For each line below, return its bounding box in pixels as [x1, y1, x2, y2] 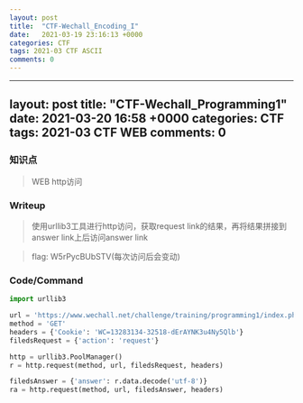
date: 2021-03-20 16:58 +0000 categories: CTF [9, 111, 284, 126]
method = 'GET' [9, 319, 67, 329]
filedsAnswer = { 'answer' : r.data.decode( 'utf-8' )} [9, 377, 207, 386]
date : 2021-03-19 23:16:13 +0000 [9, 30, 143, 39]
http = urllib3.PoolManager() [9, 353, 124, 362]
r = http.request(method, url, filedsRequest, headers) [9, 361, 224, 370]
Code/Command [9, 274, 84, 287]
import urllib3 [9, 295, 67, 304]
